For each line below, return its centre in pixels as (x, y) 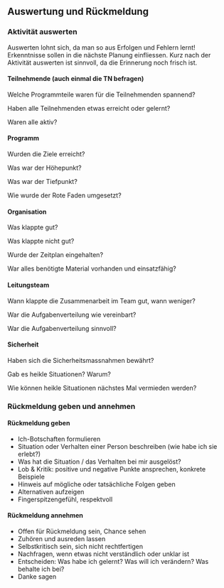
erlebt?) (29, 454)
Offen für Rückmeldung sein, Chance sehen (82, 531)
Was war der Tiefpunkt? (43, 182)
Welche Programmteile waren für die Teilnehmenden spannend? (101, 94)
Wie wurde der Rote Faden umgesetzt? (65, 195)
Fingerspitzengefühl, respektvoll (65, 499)
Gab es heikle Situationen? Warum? (59, 374)
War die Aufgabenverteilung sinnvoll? (62, 328)
